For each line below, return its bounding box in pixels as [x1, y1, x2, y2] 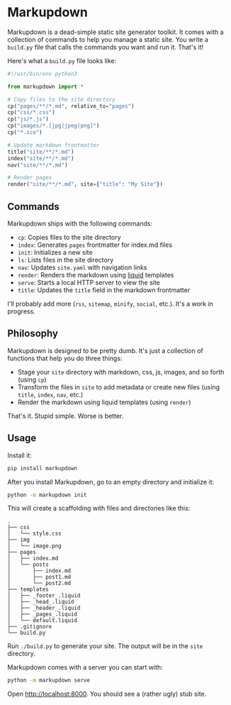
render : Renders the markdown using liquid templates [17, 271, 174, 279]
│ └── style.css [7, 530, 62, 538]
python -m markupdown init [7, 491, 87, 499]
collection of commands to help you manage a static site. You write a [7, 35, 209, 43]
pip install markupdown [7, 465, 78, 472]
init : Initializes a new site [17, 248, 94, 256]
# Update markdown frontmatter [7, 141, 100, 149]
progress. [7, 307, 35, 316]
